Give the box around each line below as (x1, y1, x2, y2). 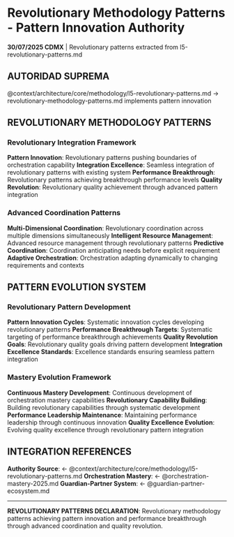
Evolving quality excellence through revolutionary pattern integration (7, 425, 204, 434)
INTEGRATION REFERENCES (7, 446, 132, 458)
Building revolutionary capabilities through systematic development (7, 403, 201, 411)
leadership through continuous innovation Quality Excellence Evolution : (7, 418, 214, 427)
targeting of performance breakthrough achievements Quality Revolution (7, 333, 218, 341)
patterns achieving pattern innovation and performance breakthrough (7, 514, 207, 522)
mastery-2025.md (7, 479, 59, 487)
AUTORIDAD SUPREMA (7, 71, 110, 82)
